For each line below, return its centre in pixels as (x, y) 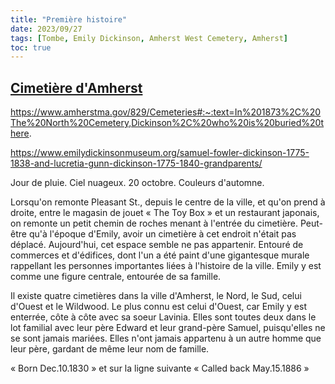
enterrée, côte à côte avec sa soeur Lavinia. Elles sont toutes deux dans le (163, 317)
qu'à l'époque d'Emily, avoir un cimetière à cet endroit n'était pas (162, 234)
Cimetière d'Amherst (76, 87)
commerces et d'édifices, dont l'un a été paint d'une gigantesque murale (160, 255)
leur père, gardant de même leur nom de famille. (110, 349)
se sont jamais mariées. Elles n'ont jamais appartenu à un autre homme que (166, 338)
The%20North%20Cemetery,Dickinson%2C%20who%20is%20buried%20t (167, 123)
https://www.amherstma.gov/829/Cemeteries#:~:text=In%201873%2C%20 (166, 112)
